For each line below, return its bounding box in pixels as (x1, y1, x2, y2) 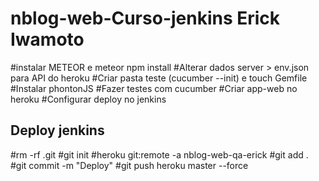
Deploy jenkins (10, 122, 105, 139)
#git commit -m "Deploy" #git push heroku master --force (10, 159, 249, 171)
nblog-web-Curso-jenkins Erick (10, 7, 281, 30)
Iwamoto (10, 28, 85, 51)
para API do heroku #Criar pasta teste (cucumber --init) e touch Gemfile (10, 72, 308, 84)
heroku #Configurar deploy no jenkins (10, 93, 167, 105)
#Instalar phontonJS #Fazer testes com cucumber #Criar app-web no (10, 82, 298, 94)
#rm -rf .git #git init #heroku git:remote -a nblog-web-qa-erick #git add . (10, 148, 309, 161)
